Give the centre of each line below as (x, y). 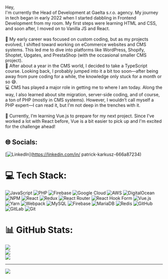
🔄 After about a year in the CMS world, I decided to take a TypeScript (76, 66)
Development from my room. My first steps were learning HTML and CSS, (81, 23)
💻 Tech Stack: (36, 175)
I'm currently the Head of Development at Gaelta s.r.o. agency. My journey (82, 13)
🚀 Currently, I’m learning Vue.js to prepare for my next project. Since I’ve (80, 116)
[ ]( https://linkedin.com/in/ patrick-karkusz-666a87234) (73, 154)
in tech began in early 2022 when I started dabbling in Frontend (71, 18)
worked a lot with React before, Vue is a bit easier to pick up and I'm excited (83, 121)
